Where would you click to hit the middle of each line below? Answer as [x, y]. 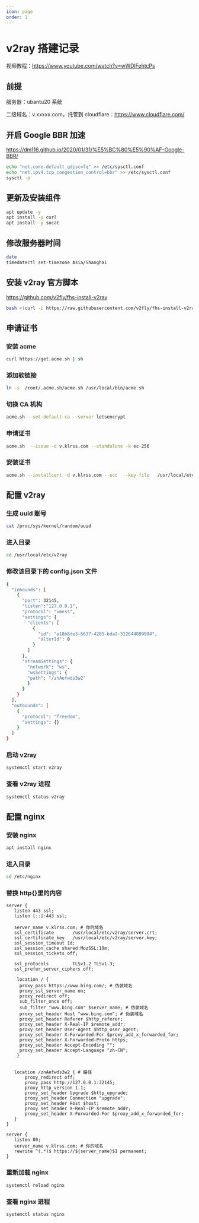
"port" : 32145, [41, 601]
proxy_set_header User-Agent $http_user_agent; [79, 1030]
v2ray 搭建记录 [43, 48]
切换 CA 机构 [24, 404]
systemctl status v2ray [36, 797]
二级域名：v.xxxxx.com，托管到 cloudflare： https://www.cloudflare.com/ [95, 115]
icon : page [20, 12]
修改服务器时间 [33, 243]
